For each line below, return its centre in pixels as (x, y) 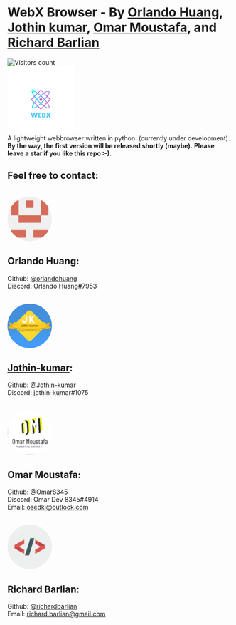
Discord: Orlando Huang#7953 (52, 286)
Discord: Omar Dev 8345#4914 (53, 500)
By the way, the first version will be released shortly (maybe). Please (111, 145)
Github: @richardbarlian (42, 606)
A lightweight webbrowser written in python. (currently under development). (119, 138)
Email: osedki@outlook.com (48, 507)
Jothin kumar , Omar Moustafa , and (112, 27)
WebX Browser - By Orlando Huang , (115, 12)
